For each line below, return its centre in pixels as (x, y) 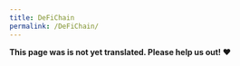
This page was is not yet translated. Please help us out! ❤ (120, 52)
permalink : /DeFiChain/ (54, 26)
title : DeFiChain (42, 18)
